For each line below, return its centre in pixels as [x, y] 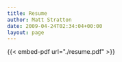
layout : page [26, 32]
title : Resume [27, 13]
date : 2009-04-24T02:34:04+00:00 [55, 26]
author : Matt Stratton [39, 20]
